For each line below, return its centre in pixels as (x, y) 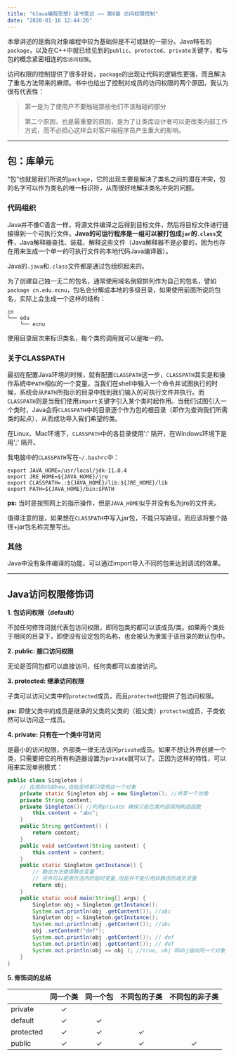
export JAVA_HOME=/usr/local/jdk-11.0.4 (67, 470)
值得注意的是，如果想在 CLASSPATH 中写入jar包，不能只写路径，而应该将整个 (114, 518)
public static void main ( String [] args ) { (83, 898)
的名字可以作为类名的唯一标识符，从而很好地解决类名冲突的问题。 (103, 188)
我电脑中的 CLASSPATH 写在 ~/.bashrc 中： (63, 457)
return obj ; (50, 885)
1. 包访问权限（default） (43, 613)
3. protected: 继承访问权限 (46, 681)
